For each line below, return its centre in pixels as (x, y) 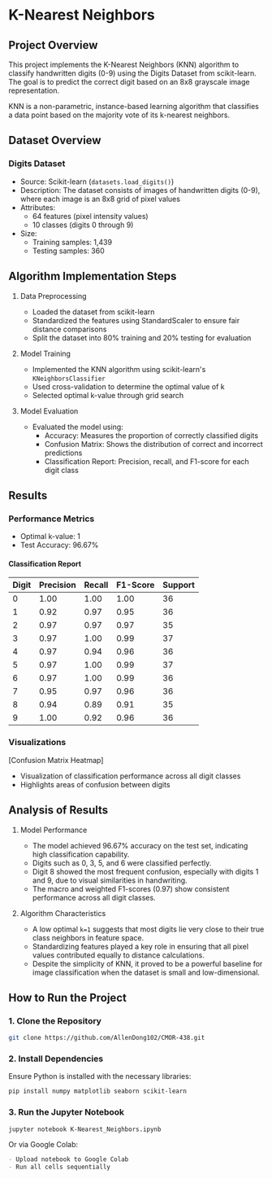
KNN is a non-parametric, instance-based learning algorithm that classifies (134, 106)
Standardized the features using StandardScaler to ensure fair (136, 320)
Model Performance (54, 830)
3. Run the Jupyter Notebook (66, 1112)
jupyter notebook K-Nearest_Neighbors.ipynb (85, 1129)
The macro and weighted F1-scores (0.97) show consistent (131, 888)
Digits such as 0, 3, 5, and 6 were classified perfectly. (122, 863)
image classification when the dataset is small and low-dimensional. (146, 972)
